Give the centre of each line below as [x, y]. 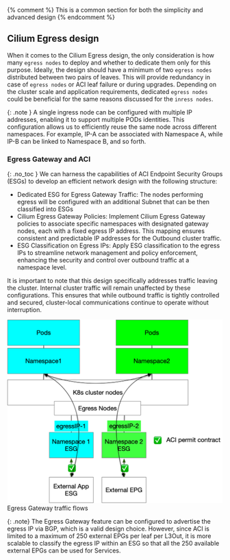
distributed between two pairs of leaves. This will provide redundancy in [109, 77]
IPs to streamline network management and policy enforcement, [107, 253]
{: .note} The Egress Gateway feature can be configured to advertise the [109, 521]
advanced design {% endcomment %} [61, 17]
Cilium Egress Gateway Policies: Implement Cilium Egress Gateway [111, 217]
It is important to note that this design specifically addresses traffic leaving [112, 281]
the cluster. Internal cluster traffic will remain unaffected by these [99, 288]
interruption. [25, 310]
